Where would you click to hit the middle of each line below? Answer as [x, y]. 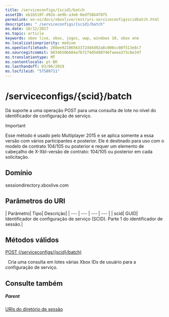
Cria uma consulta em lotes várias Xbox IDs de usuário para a [72, 262]
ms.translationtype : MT [30, 57]
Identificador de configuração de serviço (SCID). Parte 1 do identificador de [84, 219]
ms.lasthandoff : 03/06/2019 [35, 66]
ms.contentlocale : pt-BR [31, 62]
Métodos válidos [32, 240]
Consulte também [34, 283]
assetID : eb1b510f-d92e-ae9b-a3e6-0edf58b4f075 [56, 15]
